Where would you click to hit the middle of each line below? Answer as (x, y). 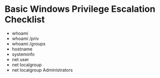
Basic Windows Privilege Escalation (80, 9)
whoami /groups (29, 43)
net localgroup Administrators (42, 70)
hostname (22, 49)
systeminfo (23, 54)
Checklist (25, 19)
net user (20, 59)
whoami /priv (25, 39)
